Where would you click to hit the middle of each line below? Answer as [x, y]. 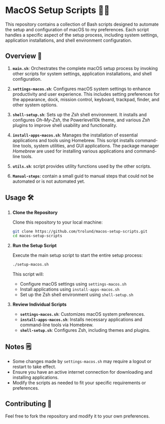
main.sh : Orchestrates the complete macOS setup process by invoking [85, 68]
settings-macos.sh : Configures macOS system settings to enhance [81, 89]
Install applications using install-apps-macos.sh [70, 290]
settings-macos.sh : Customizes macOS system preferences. [82, 314]
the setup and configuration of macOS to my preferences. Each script [77, 29]
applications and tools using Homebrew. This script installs [73, 140]
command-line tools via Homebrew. [57, 325]
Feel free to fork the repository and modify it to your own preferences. [77, 416]
